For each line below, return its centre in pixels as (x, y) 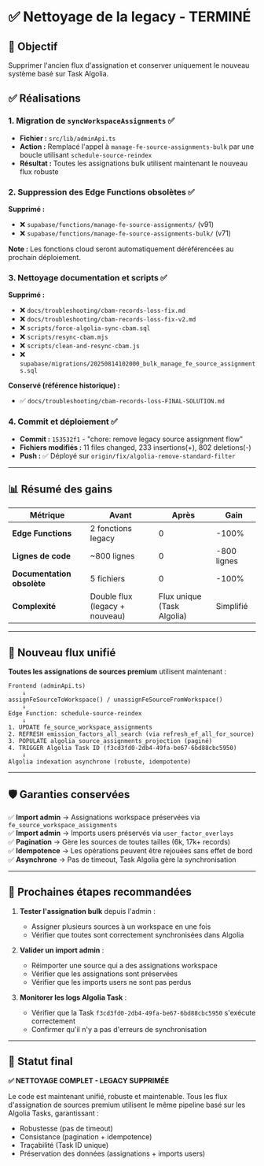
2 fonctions (111, 529)
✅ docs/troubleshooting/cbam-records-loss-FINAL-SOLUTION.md (122, 401)
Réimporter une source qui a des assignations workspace (124, 965)
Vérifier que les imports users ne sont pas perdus (111, 982)
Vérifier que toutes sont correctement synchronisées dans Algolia (137, 934)
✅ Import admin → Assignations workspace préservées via (104, 817)
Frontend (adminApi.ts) (47, 686)
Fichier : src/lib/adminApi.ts (68, 138)
